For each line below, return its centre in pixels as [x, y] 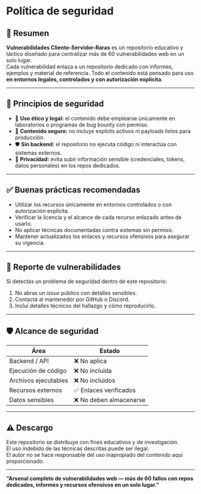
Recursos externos [36, 390]
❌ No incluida [93, 371]
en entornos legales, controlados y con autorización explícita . [85, 79]
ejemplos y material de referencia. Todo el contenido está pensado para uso [100, 73]
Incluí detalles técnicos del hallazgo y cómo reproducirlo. [85, 306]
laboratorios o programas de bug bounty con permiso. [82, 125]
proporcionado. [25, 461]
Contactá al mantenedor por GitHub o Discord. [72, 299]
